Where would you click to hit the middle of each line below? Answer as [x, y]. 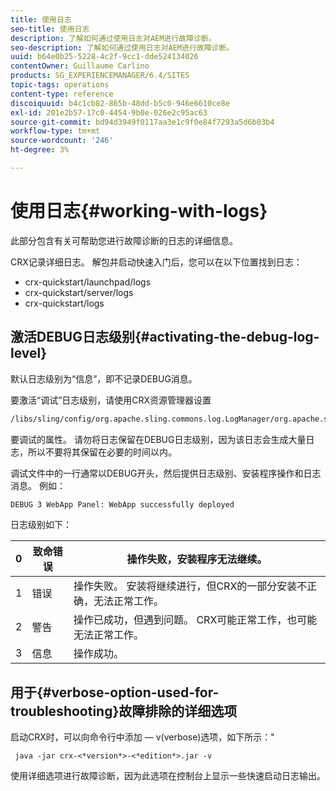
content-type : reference [62, 94]
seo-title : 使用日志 [50, 29]
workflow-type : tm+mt [55, 131]
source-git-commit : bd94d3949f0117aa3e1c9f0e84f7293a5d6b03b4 [142, 122]
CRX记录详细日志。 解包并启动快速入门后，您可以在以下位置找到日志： [156, 262]
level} [29, 353]
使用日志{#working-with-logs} [139, 211]
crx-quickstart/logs [64, 303]
